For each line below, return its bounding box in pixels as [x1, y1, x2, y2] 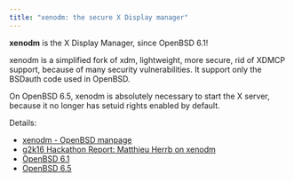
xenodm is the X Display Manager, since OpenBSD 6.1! [9, 37, 209, 48]
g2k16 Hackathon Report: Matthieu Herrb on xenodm [21, 144, 216, 154]
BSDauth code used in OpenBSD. [9, 73, 131, 84]
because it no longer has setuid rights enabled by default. [9, 99, 220, 111]
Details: [9, 117, 37, 128]
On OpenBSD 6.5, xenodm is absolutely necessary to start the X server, [9, 91, 271, 101]
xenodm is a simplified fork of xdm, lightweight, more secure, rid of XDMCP [9, 54, 286, 65]
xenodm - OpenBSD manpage [21, 134, 132, 145]
